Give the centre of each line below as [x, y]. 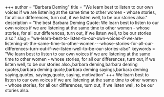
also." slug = [18, 38]
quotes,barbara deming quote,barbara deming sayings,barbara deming [77, 70]
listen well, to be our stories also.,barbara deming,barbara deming [71, 64]
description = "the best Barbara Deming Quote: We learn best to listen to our [82, 23]
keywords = [143, 49]
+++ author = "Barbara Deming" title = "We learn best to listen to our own [79, 7]
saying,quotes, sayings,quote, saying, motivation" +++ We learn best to [77, 75]
